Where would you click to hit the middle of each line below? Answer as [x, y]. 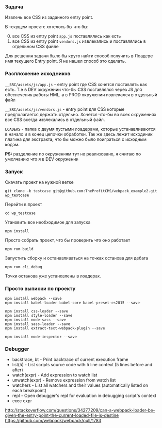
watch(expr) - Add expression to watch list [55, 375]
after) [17, 370]
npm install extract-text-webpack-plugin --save [55, 328]
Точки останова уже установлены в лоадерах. [53, 276]
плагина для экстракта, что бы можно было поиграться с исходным [76, 139]
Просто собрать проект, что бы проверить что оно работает [68, 240]
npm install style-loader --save [39, 316]
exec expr [22, 401]
